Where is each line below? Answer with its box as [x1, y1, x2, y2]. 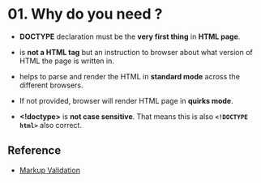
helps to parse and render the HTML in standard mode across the [19, 71, 241, 81]
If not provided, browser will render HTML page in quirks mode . [19, 96, 233, 105]
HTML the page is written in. [19, 56, 115, 66]
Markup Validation [19, 165, 80, 175]
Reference [7, 143, 62, 158]
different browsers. [19, 80, 83, 90]
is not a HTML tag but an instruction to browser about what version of [19, 47, 253, 57]
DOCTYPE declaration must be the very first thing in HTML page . [19, 32, 241, 41]
